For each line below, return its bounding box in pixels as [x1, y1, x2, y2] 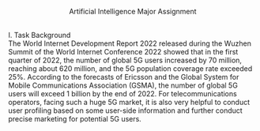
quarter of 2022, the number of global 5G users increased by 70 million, [8, 55, 243, 65]
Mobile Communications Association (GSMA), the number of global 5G [8, 80, 239, 90]
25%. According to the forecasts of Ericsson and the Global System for [8, 73, 239, 81]
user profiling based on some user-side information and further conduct [8, 106, 243, 115]
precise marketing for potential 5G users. [8, 114, 142, 123]
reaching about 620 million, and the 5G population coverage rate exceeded [8, 64, 253, 73]
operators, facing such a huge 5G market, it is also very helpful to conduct [8, 98, 251, 107]
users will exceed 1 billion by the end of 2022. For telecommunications [8, 89, 237, 98]
